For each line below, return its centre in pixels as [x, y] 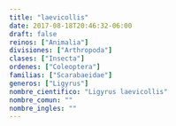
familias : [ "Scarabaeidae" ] [61, 75]
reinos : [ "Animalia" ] [49, 42]
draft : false [33, 34]
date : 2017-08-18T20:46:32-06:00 [71, 26]
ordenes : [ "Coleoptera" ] [55, 67]
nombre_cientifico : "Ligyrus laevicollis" [88, 91]
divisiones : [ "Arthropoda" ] [61, 51]
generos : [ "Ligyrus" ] [49, 83]
